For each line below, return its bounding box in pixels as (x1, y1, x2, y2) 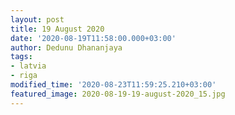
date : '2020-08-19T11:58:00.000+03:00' (10, 33, 177, 43)
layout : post (10, 14, 65, 25)
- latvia (10, 61, 47, 71)
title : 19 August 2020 (10, 24, 105, 34)
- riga (10, 71, 38, 81)
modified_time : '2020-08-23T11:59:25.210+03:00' (10, 80, 217, 90)
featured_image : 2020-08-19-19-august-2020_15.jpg (10, 89, 226, 99)
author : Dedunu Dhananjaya (10, 42, 123, 53)
